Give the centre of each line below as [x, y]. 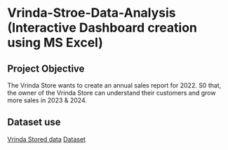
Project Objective [46, 68]
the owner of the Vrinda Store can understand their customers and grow [112, 93]
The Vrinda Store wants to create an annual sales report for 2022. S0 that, [114, 85]
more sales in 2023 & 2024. [47, 100]
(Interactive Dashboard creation [102, 28]
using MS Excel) [55, 43]
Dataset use [34, 122]
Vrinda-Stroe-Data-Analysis [92, 13]
